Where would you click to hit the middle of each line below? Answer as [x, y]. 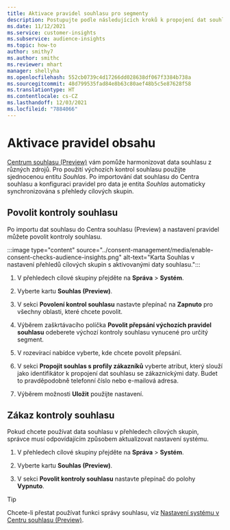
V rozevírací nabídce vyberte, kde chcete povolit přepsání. [99, 352]
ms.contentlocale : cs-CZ [42, 97]
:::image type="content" [41, 250]
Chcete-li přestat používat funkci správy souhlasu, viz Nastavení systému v [113, 513]
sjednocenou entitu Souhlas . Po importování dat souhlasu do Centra [103, 176]
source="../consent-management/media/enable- [145, 250]
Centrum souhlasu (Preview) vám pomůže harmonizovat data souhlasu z [110, 162]
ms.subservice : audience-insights [56, 39]
